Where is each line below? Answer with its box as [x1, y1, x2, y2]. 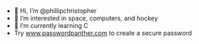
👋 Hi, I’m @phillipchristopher [13, 7, 97, 15]
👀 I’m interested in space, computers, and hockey [13, 14, 159, 22]
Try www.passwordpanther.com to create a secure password [13, 29, 193, 37]
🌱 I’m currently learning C [13, 22, 89, 29]
